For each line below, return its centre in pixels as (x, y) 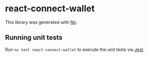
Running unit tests (34, 38)
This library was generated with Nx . (41, 22)
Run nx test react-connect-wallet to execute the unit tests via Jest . (75, 49)
